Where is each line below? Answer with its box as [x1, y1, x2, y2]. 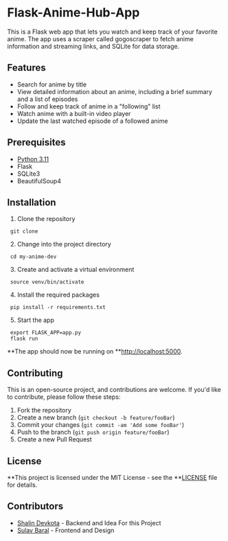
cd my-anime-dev [10, 253, 57, 260]
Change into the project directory [16, 240, 111, 249]
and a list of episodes [16, 95, 78, 103]
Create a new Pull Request [16, 435, 93, 444]
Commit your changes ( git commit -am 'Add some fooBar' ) [16, 421, 185, 429]
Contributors [7, 500, 64, 512]
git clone [10, 228, 38, 235]
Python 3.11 [16, 154, 49, 163]
